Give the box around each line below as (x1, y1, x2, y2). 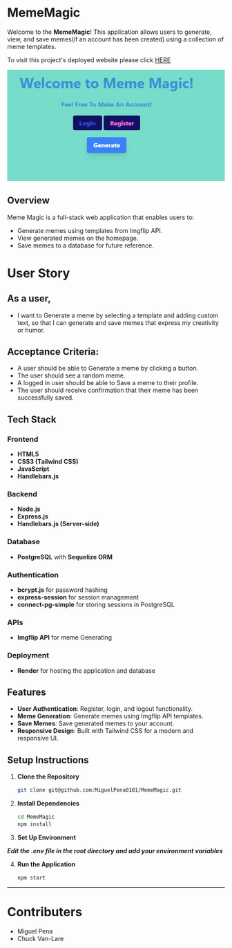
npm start (17, 874, 46, 881)
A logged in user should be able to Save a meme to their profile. (17, 379, 199, 387)
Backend (7, 490, 38, 499)
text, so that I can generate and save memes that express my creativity (17, 318, 220, 326)
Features (7, 687, 46, 698)
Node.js (17, 505, 41, 513)
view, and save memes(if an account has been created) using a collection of (7, 35, 224, 43)
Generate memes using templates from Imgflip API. (17, 226, 163, 234)
